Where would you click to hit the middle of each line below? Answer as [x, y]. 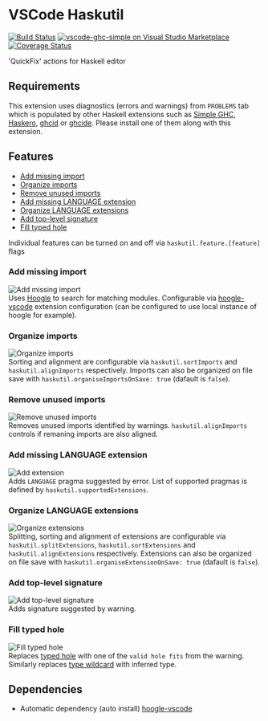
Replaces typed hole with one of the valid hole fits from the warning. [126, 655]
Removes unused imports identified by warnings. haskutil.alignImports [128, 426]
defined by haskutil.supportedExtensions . [78, 489]
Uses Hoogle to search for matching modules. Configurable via [112, 298]
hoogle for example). [43, 315]
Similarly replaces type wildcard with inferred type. [93, 664]
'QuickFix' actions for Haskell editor [67, 61]
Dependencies [45, 689]
